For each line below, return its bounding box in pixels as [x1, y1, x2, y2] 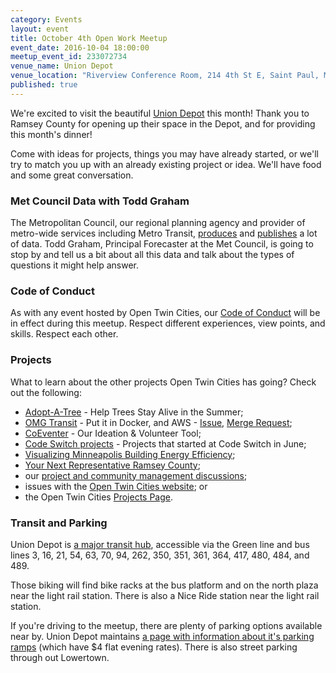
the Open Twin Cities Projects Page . [24, 491, 173, 503]
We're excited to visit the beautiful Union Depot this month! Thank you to [10, 107, 310, 119]
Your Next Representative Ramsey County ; [24, 459, 201, 471]
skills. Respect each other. [10, 328, 119, 340]
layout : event [10, 24, 70, 34]
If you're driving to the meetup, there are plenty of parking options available [10, 619, 323, 631]
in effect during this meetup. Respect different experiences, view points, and [10, 317, 326, 330]
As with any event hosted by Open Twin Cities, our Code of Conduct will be [10, 307, 321, 319]
